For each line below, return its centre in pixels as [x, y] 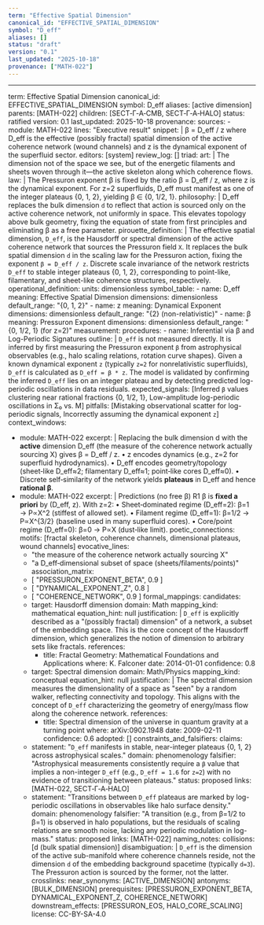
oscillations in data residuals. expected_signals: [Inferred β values [143, 389]
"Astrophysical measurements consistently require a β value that [135, 763]
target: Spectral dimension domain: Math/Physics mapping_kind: [136, 671]
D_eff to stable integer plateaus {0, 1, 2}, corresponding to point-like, [119, 271]
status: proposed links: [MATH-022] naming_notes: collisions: [155, 838]
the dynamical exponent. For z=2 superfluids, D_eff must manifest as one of [131, 188]
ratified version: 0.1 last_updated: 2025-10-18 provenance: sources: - [119, 121]
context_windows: [37, 422]
